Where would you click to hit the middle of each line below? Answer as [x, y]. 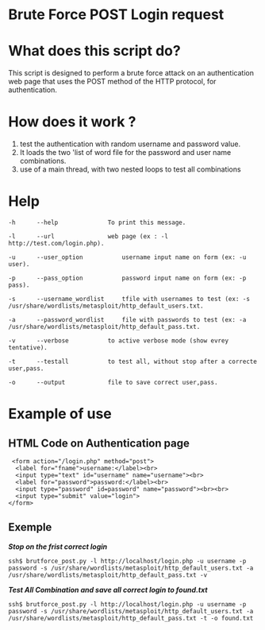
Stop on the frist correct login [58, 547]
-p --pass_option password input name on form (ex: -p [127, 278]
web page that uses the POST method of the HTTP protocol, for [112, 82]
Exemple [30, 527]
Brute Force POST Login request [116, 15]
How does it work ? [72, 122]
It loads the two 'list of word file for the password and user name [125, 153]
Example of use [60, 414]
